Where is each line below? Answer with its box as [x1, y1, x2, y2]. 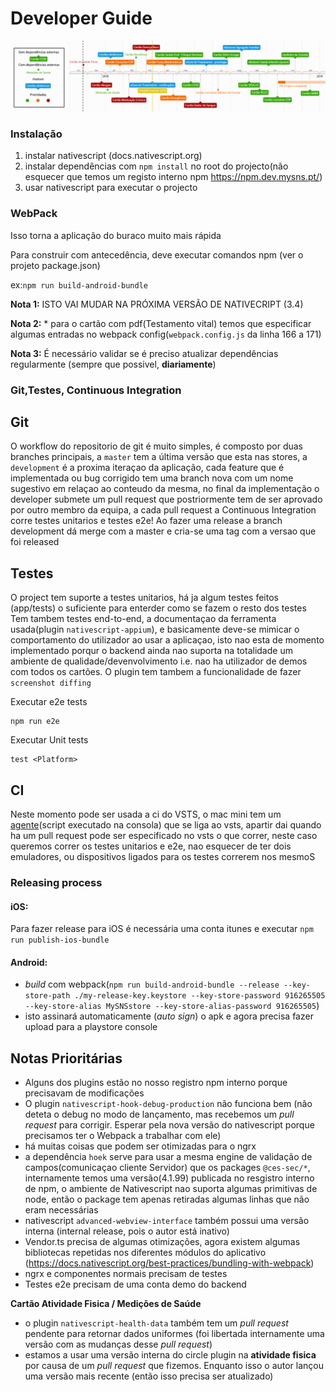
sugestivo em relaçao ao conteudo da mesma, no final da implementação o [10, 483, 320, 495]
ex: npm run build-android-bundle [10, 278, 148, 291]
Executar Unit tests [10, 734, 89, 746]
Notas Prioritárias [10, 1050, 123, 1067]
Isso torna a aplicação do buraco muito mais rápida [10, 229, 222, 241]
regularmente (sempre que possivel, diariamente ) [10, 358, 217, 370]
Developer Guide [10, 7, 153, 30]
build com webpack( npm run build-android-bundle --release [24, 978, 280, 991]
